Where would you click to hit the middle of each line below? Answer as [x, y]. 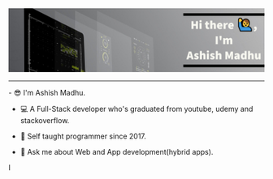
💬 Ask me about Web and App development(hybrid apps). [117, 152]
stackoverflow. [45, 120]
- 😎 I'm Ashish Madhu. [47, 93]
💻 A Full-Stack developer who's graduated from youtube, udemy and [136, 109]
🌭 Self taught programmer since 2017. [83, 136]
